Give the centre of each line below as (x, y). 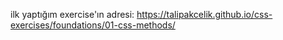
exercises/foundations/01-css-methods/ (93, 25)
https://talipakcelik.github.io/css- (204, 14)
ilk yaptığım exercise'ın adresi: (72, 14)
